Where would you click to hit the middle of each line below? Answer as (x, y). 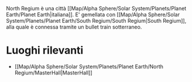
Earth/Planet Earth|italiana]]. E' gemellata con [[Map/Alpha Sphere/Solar (93, 15)
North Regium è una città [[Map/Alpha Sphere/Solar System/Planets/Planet (96, 8)
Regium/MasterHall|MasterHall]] (53, 73)
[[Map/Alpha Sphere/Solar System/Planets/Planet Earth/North (89, 66)
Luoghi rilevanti (45, 50)
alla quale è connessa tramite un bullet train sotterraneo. (74, 27)
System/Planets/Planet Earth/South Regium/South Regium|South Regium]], (96, 21)
